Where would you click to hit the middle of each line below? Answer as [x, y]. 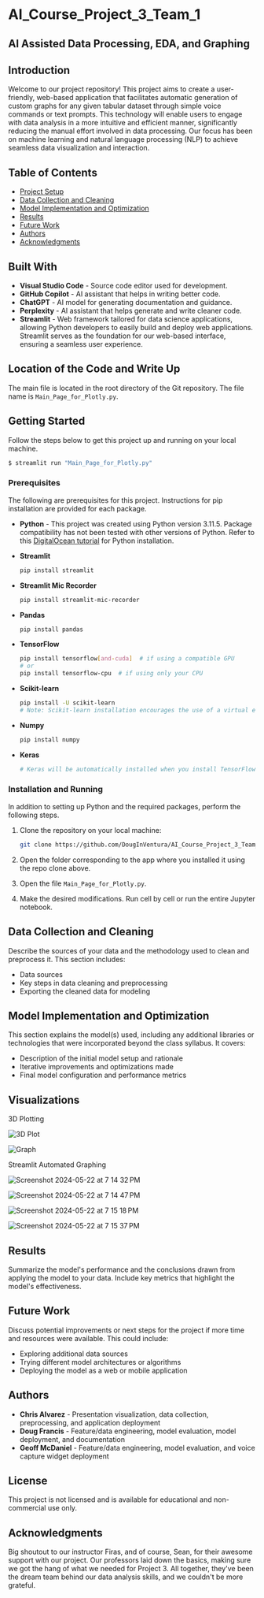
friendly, [22, 98]
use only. [62, 1508]
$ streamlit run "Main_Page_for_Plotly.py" [81, 463]
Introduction [39, 70]
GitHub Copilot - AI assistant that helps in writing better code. [120, 294]
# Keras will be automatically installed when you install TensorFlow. [139, 769]
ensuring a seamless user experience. [81, 344]
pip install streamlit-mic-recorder [79, 600]
